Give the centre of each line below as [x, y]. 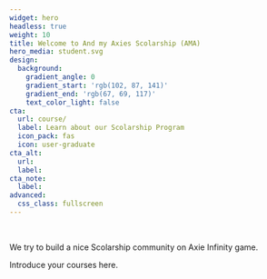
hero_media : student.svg [56, 52]
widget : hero [34, 18]
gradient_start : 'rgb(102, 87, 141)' [97, 85]
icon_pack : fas [46, 136]
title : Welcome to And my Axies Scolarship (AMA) [105, 43]
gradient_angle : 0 [60, 77]
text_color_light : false [73, 102]
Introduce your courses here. [64, 264]
